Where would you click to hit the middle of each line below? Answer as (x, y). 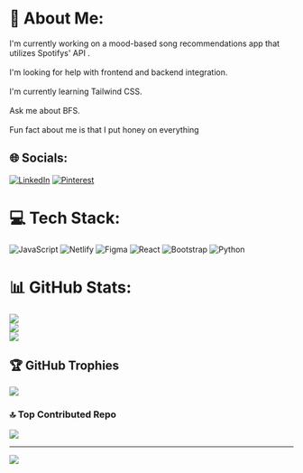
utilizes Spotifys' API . (50, 52)
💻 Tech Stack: (65, 218)
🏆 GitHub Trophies (64, 366)
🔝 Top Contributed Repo (63, 414)
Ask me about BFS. (45, 110)
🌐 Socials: (39, 158)
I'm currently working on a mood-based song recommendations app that (145, 43)
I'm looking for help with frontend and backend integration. (119, 72)
